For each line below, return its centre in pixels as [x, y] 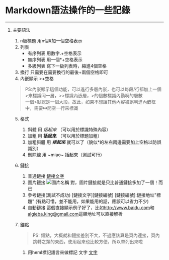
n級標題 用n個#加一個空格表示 [51, 40]
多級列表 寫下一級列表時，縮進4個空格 [67, 66]
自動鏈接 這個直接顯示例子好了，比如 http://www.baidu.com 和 [91, 208]
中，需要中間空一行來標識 [52, 108]
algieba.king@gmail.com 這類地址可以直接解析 [75, 214]
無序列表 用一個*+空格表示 [55, 59]
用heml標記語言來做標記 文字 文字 [63, 252]
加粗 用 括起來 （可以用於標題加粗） [65, 136]
